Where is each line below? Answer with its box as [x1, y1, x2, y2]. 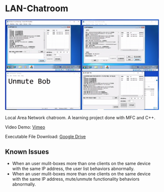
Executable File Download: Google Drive [5, 133, 86, 139]
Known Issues [5, 148, 49, 156]
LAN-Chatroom [5, 3, 68, 14]
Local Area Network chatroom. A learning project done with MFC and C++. [5, 114, 156, 120]
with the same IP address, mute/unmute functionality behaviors [12, 176, 140, 182]
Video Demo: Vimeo [5, 124, 45, 130]
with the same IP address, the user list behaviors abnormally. [12, 166, 135, 171]
